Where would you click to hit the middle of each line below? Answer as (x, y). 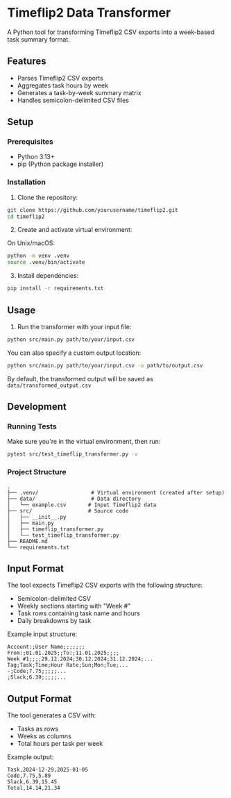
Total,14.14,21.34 (34, 788)
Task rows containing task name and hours (78, 613)
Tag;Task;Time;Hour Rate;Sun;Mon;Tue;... (68, 665)
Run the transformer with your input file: (74, 326)
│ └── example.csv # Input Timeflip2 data (82, 505)
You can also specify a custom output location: (74, 353)
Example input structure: (42, 634)
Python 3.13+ (36, 157)
